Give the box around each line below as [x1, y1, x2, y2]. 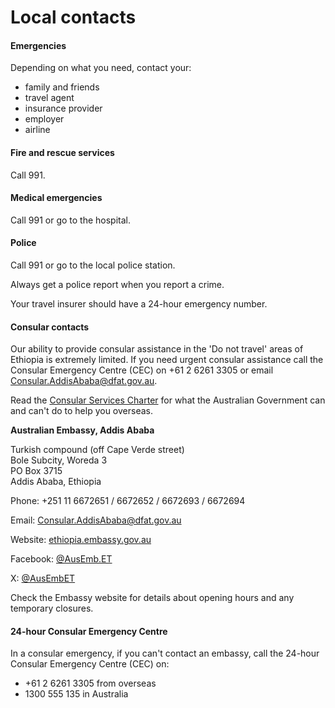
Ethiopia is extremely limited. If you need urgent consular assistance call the [10, 354, 324, 366]
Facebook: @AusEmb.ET [10, 553, 113, 565]
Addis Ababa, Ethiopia [10, 476, 102, 488]
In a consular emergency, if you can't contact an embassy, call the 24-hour [10, 647, 320, 660]
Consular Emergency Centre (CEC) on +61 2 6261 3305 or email [10, 364, 274, 376]
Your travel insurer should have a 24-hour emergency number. [10, 298, 268, 310]
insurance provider [24, 102, 103, 115]
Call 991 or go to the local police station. [10, 259, 176, 271]
